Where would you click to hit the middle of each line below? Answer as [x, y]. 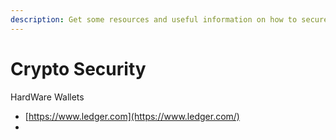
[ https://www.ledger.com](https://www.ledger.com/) [132, 116]
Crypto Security [78, 68]
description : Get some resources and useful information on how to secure [169, 19]
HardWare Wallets [47, 97]
